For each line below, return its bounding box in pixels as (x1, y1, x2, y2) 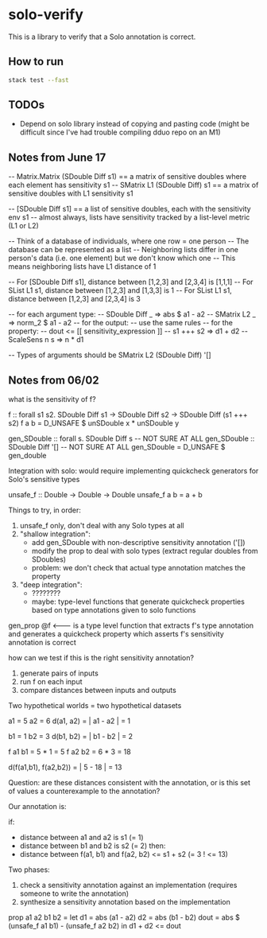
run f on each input (19, 677, 83, 687)
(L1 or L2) (8, 221, 40, 231)
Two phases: (8, 865, 50, 874)
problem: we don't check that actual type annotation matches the (31, 563, 246, 573)
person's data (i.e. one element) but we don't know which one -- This (8, 253, 236, 263)
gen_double (8, 451, 47, 461)
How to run (8, 55, 64, 68)
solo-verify (8, 6, 83, 24)
